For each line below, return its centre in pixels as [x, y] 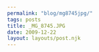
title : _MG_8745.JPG [37, 26]
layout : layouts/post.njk [44, 38]
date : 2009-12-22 [32, 32]
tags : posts [24, 20]
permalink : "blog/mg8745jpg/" [50, 13]
